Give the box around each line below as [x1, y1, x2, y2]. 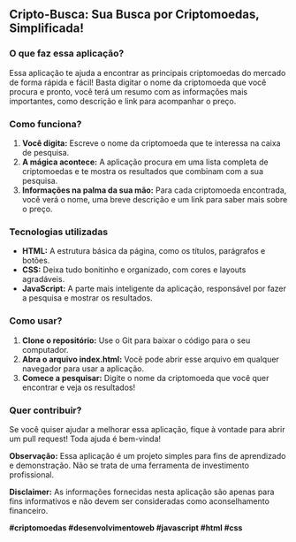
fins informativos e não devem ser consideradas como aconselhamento [9, 495, 269, 507]
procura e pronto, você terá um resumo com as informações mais [9, 86, 248, 96]
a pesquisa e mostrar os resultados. [21, 293, 153, 303]
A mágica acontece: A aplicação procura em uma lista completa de [21, 156, 269, 167]
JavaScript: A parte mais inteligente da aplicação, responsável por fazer [21, 283, 287, 294]
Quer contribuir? [9, 404, 82, 416]
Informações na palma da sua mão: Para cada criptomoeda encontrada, [21, 185, 287, 195]
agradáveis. [21, 274, 65, 285]
